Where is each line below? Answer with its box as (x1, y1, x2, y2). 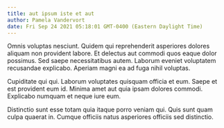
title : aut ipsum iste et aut (7, 10, 95, 17)
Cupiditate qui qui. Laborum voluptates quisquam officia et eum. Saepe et (7, 77, 218, 86)
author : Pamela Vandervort (7, 17, 85, 24)
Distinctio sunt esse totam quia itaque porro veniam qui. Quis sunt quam (7, 105, 214, 114)
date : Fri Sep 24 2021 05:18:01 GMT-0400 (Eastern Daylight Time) (7, 23, 203, 30)
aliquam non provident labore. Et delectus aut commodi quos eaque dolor (7, 49, 217, 57)
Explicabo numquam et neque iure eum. (7, 92, 121, 100)
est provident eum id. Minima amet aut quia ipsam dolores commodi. (7, 84, 203, 93)
